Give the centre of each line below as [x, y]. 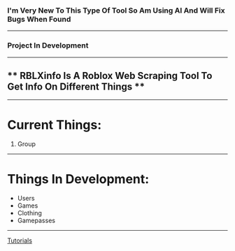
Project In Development [48, 45]
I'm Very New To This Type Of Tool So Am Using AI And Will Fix [116, 10]
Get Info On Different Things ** [76, 86]
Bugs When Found [39, 19]
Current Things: [55, 125]
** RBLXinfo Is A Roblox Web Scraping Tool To [110, 76]
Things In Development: [78, 179]
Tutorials [20, 241]
